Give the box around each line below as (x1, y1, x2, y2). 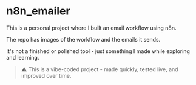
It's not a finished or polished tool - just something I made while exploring (6, 47, 190, 55)
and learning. (6, 54, 39, 61)
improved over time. (21, 72, 72, 79)
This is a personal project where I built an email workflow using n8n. (6, 24, 177, 31)
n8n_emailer (6, 4, 71, 18)
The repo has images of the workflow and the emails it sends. (6, 36, 161, 43)
